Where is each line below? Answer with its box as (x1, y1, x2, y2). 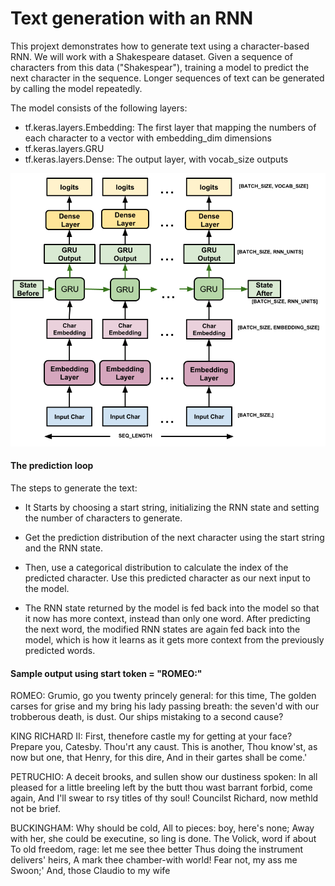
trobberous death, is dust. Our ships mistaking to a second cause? (10, 711, 284, 723)
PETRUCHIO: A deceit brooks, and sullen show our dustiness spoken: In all (10, 771, 318, 783)
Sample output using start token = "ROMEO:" (10, 667, 203, 679)
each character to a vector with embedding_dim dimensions (24, 132, 272, 144)
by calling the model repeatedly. (10, 82, 143, 94)
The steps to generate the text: (10, 482, 138, 494)
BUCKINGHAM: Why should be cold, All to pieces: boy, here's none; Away (10, 822, 315, 834)
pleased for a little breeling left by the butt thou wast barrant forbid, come (10, 782, 313, 794)
